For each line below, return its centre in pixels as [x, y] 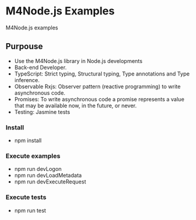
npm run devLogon [38, 169]
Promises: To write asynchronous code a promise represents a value [99, 99]
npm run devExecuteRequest [50, 182]
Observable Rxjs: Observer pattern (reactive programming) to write [97, 86]
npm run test [30, 210]
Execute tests [26, 197]
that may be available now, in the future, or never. [75, 106]
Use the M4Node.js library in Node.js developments [78, 61]
